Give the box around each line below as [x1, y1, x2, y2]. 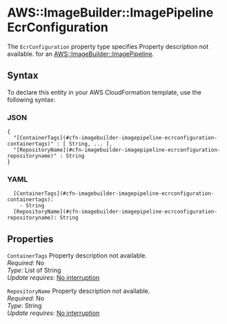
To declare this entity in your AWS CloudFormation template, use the [7, 88, 201, 96]
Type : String [7, 302, 42, 310]
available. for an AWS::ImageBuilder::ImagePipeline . [7, 50, 155, 58]
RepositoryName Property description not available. [7, 287, 150, 295]
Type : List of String [7, 266, 61, 274]
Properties [7, 233, 54, 245]
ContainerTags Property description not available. [7, 251, 147, 260]
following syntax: [7, 95, 56, 104]
